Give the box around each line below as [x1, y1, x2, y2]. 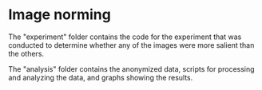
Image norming [8, 6, 112, 24]
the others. [8, 49, 45, 58]
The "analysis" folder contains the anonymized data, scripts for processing [8, 64, 255, 73]
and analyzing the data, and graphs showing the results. [8, 72, 193, 82]
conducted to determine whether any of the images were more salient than [8, 40, 255, 49]
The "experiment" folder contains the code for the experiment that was [8, 32, 242, 41]
